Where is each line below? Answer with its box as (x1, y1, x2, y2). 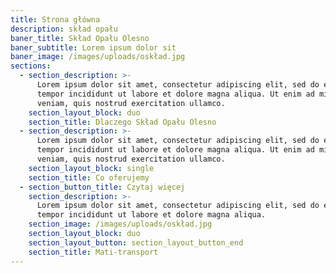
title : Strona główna (10, 14, 101, 25)
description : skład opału (10, 24, 118, 34)
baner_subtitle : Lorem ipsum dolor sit (10, 42, 177, 53)
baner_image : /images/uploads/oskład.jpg (10, 52, 186, 62)
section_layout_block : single (28, 163, 155, 173)
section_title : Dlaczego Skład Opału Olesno (28, 117, 217, 127)
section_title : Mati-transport (28, 247, 159, 257)
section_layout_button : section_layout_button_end (28, 237, 244, 248)
